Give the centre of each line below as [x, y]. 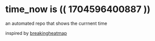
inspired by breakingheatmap [36, 33]
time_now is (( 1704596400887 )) [78, 9]
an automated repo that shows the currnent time [56, 23]
